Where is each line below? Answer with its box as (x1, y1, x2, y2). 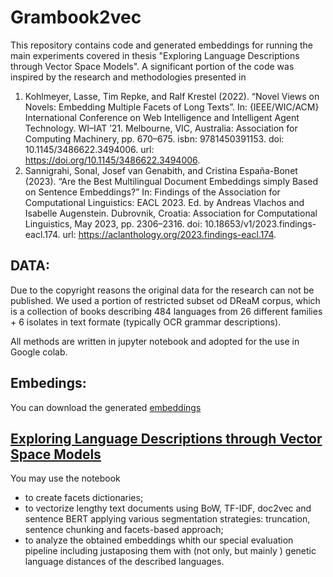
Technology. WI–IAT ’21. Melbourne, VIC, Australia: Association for (24, 122, 298, 134)
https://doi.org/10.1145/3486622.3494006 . (24, 154, 201, 166)
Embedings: (10, 375, 87, 392)
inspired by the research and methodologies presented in (10, 71, 247, 83)
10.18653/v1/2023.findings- (204, 217, 317, 230)
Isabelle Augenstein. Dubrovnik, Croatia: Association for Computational (24, 207, 318, 219)
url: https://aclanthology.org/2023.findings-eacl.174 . (62, 228, 277, 240)
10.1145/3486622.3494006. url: (24, 143, 155, 155)
